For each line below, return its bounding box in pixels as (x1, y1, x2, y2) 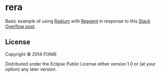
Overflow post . (5, 23, 36, 29)
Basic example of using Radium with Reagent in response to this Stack (5, 18, 150, 24)
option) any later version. (5, 66, 57, 72)
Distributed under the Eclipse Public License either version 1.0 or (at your (5, 60, 156, 66)
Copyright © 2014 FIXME (5, 51, 57, 57)
